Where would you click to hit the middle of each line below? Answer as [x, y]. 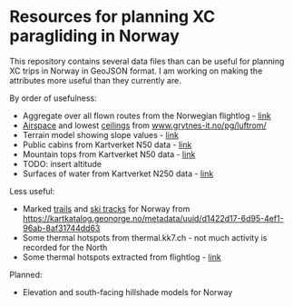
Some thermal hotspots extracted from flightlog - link [122, 257]
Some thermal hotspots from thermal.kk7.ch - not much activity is [145, 237]
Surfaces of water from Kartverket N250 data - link [118, 173]
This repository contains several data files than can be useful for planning [147, 61]
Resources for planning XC [112, 17]
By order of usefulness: [53, 98]
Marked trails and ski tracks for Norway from [106, 208]
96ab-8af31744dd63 [61, 228]
